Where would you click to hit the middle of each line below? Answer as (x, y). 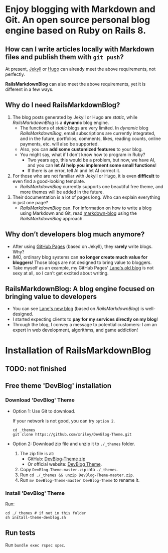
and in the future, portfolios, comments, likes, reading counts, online (91, 139)
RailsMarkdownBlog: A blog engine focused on (80, 289)
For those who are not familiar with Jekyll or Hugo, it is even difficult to (86, 176)
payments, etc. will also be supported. (59, 144)
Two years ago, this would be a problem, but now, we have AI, (92, 160)
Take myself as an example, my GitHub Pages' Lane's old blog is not (83, 267)
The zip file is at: (37, 453)
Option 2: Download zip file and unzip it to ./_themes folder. (74, 444)
